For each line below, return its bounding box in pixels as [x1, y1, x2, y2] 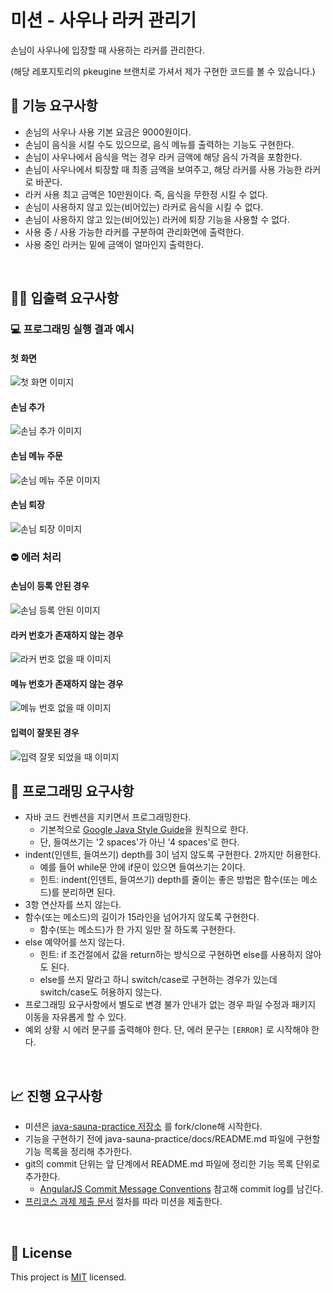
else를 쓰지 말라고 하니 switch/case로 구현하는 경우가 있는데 [39, 974, 278, 986]
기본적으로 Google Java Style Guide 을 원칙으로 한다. [39, 824, 249, 836]
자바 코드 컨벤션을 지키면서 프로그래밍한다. [24, 811, 192, 823]
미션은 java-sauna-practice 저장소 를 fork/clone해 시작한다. [24, 1121, 263, 1133]
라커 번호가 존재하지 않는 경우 [10, 629, 124, 641]
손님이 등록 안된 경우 [10, 580, 90, 592]
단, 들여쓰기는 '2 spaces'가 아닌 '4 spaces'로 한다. [39, 836, 240, 848]
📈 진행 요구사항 [10, 1087, 103, 1105]
